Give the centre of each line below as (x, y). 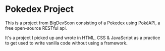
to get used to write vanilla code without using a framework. (66, 43)
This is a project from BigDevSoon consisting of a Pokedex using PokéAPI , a (83, 23)
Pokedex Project (40, 9)
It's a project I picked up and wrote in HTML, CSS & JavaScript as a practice (83, 38)
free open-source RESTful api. (36, 28)
